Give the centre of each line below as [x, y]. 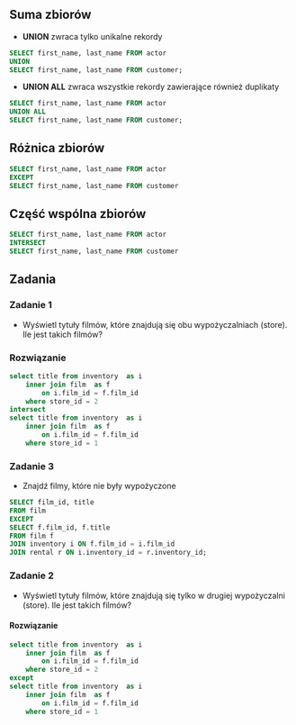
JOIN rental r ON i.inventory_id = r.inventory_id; [108, 553]
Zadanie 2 [31, 575]
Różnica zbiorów [57, 148]
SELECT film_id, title [52, 503]
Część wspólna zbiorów [78, 214]
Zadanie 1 [31, 305]
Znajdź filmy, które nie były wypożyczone [99, 486]
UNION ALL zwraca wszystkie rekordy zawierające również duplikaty [151, 87]
